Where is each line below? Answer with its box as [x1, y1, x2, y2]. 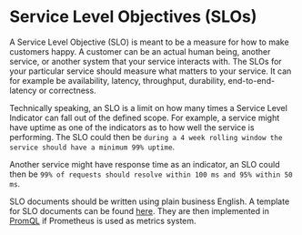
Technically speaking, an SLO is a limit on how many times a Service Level [9, 102, 288, 113]
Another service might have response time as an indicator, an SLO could [9, 158, 280, 169]
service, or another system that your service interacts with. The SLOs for [9, 56, 282, 66]
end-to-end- [227, 75, 276, 86]
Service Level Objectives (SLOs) [9, 6, 257, 27]
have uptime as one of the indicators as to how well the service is [9, 121, 255, 133]
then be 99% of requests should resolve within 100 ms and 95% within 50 [9, 169, 293, 179]
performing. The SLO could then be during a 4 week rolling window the [9, 131, 283, 142]
